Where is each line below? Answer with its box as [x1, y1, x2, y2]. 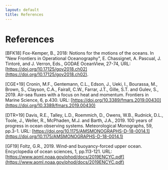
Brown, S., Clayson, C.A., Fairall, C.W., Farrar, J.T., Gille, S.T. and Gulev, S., [5, 86, 159, 93]
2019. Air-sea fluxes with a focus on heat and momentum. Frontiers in [5, 92, 149, 98]
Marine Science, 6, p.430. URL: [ [5, 97, 73, 103]
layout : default [5, 7, 39, 13]
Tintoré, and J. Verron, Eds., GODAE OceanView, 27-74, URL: [5, 61, 131, 67]
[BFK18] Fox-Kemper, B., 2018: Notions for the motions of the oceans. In [5, 50, 154, 56]
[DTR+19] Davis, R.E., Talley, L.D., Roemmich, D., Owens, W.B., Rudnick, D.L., [5, 112, 163, 118]
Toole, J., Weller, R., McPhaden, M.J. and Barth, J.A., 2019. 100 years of [5, 117, 153, 123]
